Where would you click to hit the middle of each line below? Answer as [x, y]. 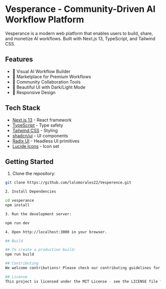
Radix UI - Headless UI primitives [46, 141]
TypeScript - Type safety [38, 125]
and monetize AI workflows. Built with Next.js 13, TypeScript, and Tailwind [80, 39]
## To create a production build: [41, 250]
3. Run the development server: [38, 214]
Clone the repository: [34, 174]
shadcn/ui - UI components [40, 136]
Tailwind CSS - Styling [35, 130]
